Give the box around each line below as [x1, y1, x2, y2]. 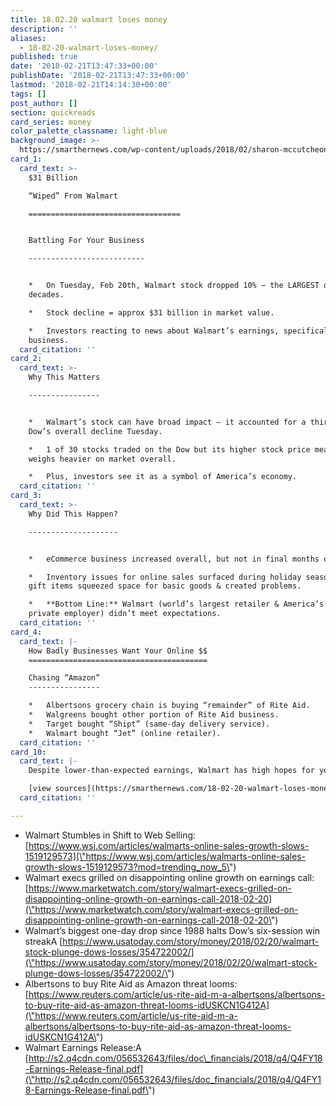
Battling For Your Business [28, 236, 145, 246]
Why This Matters [28, 372, 101, 383]
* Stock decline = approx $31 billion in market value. [28, 307, 275, 318]
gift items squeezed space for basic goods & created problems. [28, 581, 302, 591]
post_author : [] [10, 98, 78, 108]
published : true [10, 52, 78, 62]
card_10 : [10, 747, 47, 757]
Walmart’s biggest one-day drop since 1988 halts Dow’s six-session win [24, 924, 321, 936]
